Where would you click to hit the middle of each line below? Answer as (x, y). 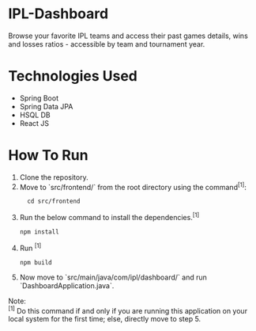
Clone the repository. (54, 177)
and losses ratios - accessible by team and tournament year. (107, 44)
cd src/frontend (54, 202)
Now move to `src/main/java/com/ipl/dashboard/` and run (113, 277)
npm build (36, 262)
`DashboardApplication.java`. (67, 285)
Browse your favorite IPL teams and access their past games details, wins (128, 36)
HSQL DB (35, 115)
